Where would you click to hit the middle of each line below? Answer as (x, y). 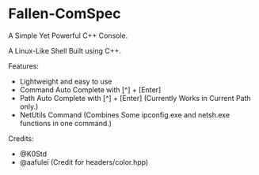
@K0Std (33, 154)
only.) (29, 106)
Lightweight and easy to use (66, 81)
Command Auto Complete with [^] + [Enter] (90, 89)
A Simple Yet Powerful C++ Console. (68, 35)
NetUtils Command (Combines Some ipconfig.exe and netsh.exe (125, 114)
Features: (24, 66)
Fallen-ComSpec (65, 14)
